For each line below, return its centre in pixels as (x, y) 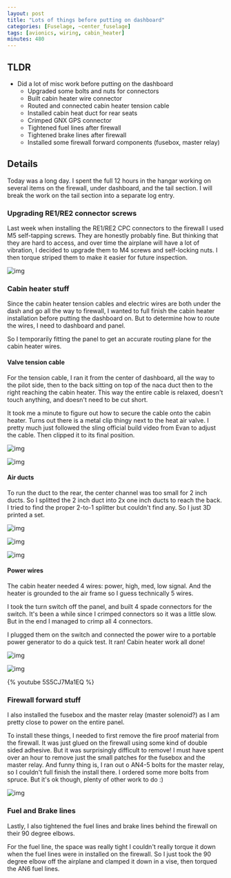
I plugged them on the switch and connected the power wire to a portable (112, 635)
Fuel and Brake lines (41, 811)
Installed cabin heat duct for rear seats (82, 113)
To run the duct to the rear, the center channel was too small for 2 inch (107, 492)
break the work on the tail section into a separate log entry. (91, 195)
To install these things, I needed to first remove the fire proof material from (113, 736)
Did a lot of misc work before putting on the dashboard (95, 83)
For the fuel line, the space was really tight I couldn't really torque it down (111, 846)
